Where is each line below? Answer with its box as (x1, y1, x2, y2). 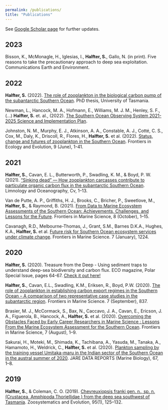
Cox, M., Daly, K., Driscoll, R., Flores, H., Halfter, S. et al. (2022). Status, (5, 133, 153, 139)
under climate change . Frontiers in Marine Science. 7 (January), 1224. (5, 234, 149, 240)
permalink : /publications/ (5, 7, 62, 13)
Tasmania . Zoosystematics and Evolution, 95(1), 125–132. (5, 399, 123, 405)
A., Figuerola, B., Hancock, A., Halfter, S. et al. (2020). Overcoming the (5, 313, 151, 319)
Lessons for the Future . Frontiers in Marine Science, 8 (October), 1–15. (5, 213, 149, 219)
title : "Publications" (5, 12, 53, 17)
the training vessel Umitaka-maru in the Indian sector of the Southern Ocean (5, 350, 163, 356)
